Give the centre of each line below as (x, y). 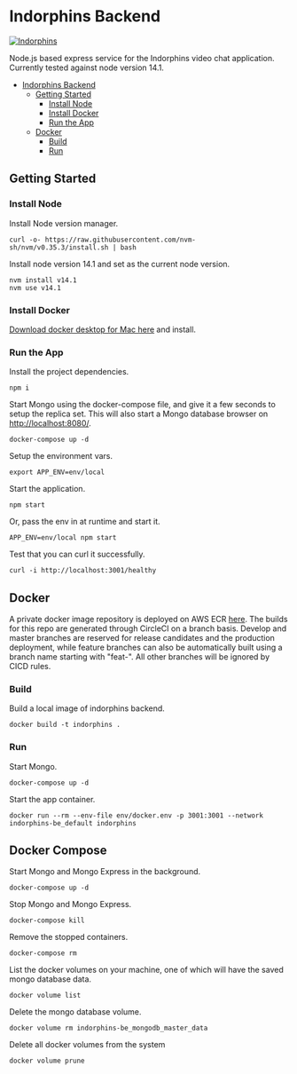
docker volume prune (47, 1061)
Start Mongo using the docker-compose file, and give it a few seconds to (143, 405)
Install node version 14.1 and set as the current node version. (120, 264)
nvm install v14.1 (43, 280)
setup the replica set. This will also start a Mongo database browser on (139, 414)
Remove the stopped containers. (69, 937)
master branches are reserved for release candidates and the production (142, 638)
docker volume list (45, 996)
